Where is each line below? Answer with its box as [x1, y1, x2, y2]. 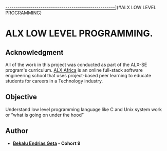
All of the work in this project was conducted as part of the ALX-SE [5, 61, 147, 68]
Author [5, 126, 28, 135]
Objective [5, 93, 38, 101]
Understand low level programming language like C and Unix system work [5, 106, 162, 112]
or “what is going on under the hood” [5, 112, 84, 118]
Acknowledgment [5, 48, 64, 57]
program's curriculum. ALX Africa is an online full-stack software [5, 67, 143, 73]
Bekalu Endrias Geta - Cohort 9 [12, 140, 81, 146]
